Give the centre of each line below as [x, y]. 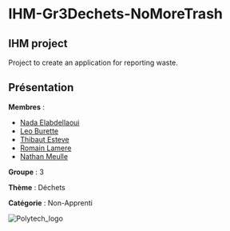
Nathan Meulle [44, 156]
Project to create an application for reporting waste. [93, 62]
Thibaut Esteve [44, 139]
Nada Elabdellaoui [50, 122]
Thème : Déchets [37, 187]
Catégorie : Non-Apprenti [51, 203]
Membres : [27, 107]
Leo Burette [39, 131]
